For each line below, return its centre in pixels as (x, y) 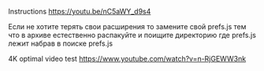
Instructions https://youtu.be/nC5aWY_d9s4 (80, 11)
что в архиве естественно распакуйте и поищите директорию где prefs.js (132, 35)
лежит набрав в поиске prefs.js (60, 43)
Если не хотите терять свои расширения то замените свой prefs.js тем (127, 26)
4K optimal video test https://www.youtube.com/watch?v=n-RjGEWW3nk (127, 59)
